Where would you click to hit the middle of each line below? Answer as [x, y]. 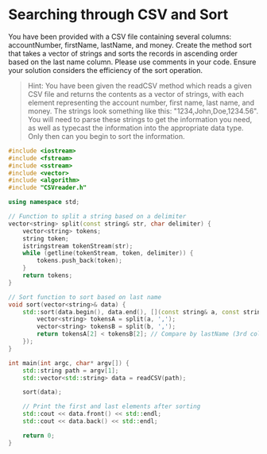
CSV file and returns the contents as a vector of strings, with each [136, 94]
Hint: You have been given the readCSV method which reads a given [140, 86]
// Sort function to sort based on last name [85, 297]
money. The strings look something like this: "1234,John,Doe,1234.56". [143, 111]
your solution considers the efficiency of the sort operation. [106, 70]
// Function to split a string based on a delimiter [97, 217]
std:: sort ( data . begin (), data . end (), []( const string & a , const [131, 312]
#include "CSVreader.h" [48, 188]
